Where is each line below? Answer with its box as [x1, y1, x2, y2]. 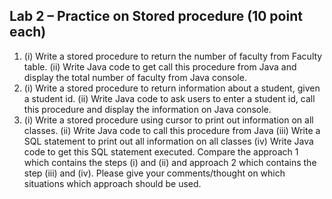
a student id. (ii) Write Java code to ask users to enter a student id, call [23, 92, 316, 104]
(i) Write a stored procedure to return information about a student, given [23, 82, 321, 94]
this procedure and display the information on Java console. [23, 103, 272, 115]
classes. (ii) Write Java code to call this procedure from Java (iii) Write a [23, 124, 321, 136]
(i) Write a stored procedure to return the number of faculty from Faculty [23, 50, 323, 62]
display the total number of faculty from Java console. [23, 71, 247, 83]
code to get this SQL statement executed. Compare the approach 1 [23, 145, 299, 158]
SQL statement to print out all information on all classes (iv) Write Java [23, 135, 314, 147]
